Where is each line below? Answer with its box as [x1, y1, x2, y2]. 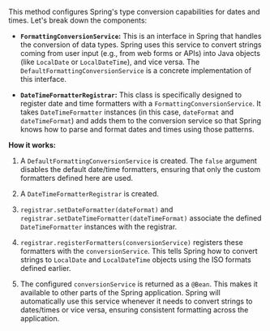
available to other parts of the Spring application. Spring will [19, 288, 221, 297]
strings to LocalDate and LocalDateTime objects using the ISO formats [19, 255, 251, 264]
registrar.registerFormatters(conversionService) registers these [19, 238, 243, 247]
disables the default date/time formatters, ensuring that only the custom [19, 165, 261, 174]
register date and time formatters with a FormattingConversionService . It [19, 99, 261, 108]
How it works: [8, 140, 57, 149]
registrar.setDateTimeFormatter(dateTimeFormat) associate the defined [19, 213, 262, 222]
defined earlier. [19, 264, 71, 273]
